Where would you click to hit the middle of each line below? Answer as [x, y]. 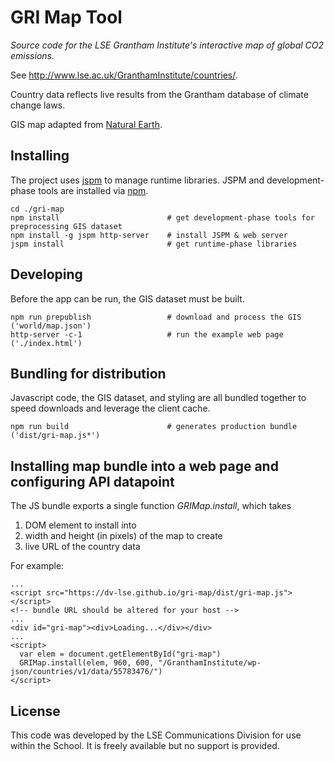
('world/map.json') [51, 326]
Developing [46, 274]
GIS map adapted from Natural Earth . [86, 124]
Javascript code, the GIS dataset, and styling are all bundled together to [158, 398]
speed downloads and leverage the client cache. [110, 408]
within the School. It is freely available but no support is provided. [145, 745]
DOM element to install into [80, 525]
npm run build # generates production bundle [154, 427]
